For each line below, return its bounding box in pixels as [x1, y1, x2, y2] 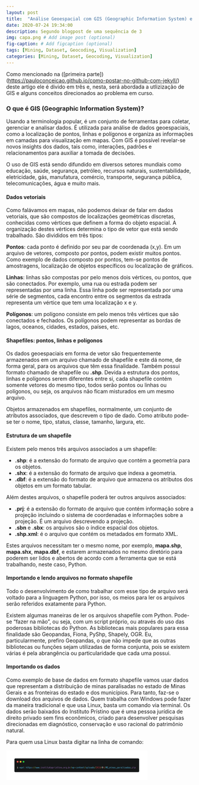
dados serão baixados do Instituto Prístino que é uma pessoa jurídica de [6, 708, 183, 715]
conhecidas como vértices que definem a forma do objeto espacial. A [6, 219, 176, 226]
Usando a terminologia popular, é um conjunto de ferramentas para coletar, [6, 118, 191, 125]
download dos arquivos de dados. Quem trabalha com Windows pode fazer [6, 695, 191, 702]
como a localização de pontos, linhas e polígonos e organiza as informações [6, 131, 194, 138]
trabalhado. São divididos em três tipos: [6, 232, 104, 239]
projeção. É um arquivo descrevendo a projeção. [14, 518, 134, 525]
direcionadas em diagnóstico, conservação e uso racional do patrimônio [6, 721, 183, 728]
